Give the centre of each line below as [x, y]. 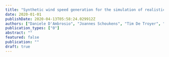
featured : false [22, 38]
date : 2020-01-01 [23, 14]
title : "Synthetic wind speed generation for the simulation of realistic [85, 10]
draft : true [18, 47]
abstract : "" [19, 33]
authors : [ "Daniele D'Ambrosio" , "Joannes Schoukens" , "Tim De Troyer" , [83, 24]
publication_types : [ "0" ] [32, 28]
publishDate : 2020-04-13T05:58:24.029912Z [50, 19]
